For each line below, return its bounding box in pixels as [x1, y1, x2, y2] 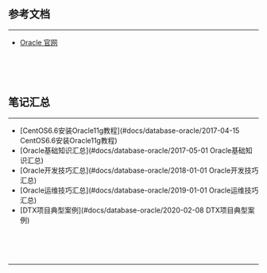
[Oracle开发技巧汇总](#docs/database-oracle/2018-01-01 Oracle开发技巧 [19, 166, 259, 175]
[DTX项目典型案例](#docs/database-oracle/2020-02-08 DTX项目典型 [19, 205, 248, 215]
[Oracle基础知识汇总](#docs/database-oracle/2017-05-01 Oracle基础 [19, 146, 246, 155]
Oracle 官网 [19, 37, 58, 47]
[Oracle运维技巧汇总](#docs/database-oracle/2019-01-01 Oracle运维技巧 [19, 185, 259, 195]
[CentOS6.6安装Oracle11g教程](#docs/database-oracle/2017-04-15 [19, 126, 240, 135]
